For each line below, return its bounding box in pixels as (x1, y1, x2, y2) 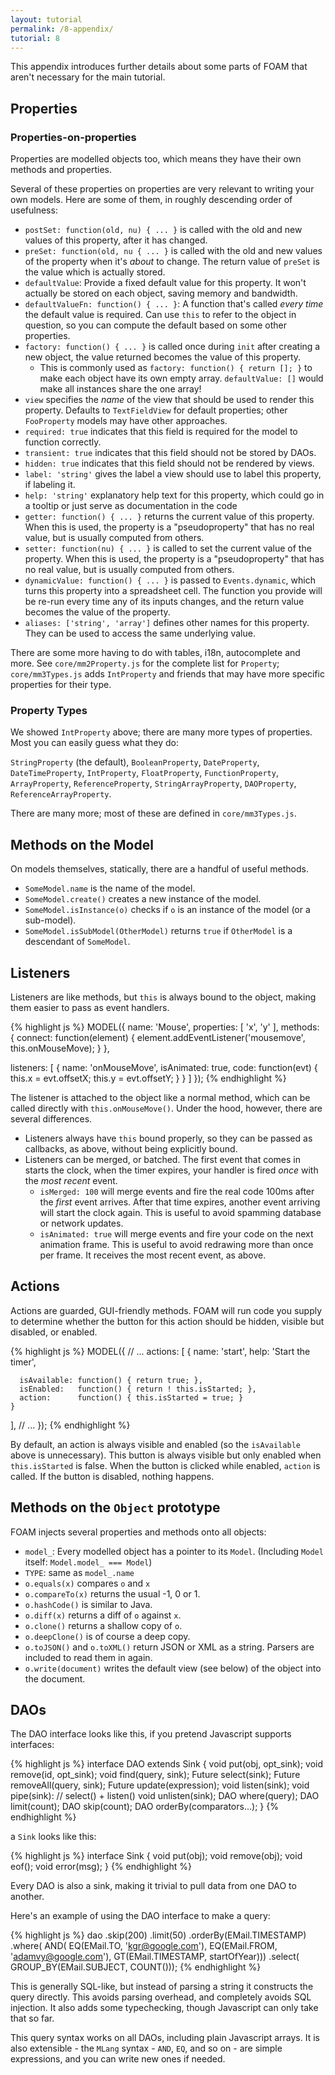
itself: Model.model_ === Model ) (24, 1556, 153, 1568)
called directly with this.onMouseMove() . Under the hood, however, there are (10, 1102, 323, 1114)
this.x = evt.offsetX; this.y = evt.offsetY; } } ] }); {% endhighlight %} (10, 1072, 287, 1084)
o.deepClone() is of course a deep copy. (24, 1630, 191, 1642)
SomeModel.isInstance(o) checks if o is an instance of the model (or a (24, 904, 311, 916)
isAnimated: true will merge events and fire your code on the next (39, 1227, 314, 1240)
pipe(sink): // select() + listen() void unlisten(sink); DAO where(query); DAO (10, 1790, 320, 1802)
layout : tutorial (10, 14, 83, 25)
